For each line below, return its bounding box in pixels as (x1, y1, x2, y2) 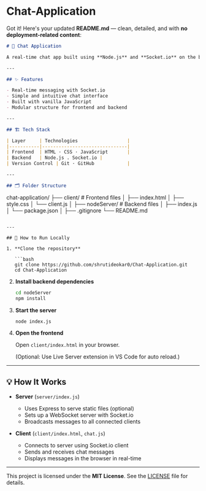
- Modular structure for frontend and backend (6, 104, 128, 111)
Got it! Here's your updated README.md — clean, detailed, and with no (6, 25, 188, 32)
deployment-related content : (6, 31, 82, 38)
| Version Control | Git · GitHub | (6, 161, 131, 167)
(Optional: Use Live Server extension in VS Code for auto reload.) (15, 353, 180, 360)
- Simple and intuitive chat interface (6, 93, 109, 99)
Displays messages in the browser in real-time (24, 455, 142, 462)
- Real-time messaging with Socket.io (6, 87, 105, 93)
